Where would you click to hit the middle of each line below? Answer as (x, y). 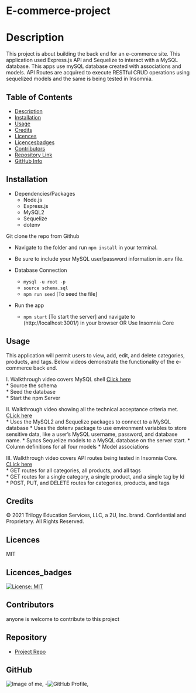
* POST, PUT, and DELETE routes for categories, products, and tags (88, 483)
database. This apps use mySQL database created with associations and (94, 66)
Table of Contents (39, 97)
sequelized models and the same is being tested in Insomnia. (80, 79)
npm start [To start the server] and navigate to (79, 316)
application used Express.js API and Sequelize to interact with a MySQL (92, 60)
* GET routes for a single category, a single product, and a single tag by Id (95, 476)
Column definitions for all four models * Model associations (78, 446)
